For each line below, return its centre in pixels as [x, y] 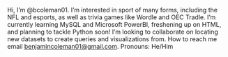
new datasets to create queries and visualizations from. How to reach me [112, 39]
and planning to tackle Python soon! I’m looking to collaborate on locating [113, 32]
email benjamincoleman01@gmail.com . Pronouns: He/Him [90, 46]
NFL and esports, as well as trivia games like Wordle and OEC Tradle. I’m [112, 17]
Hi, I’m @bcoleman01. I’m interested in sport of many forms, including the [113, 10]
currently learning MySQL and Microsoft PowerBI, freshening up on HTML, [114, 24]
